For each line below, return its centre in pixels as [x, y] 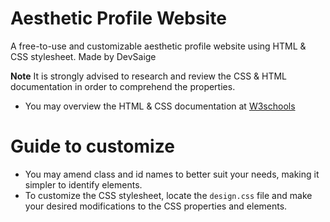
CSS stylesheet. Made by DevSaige [83, 56]
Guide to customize [92, 146]
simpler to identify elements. [83, 184]
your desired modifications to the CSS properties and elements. [156, 206]
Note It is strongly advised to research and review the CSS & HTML [149, 76]
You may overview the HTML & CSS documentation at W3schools [160, 106]
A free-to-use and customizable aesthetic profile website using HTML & [158, 46]
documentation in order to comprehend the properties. [123, 86]
